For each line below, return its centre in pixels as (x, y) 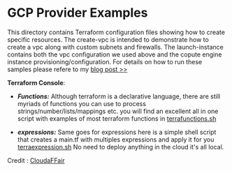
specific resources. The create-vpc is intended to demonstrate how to (108, 39)
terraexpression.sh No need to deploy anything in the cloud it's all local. (121, 147)
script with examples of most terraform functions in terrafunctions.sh (117, 118)
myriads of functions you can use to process (82, 103)
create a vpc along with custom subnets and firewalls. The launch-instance (115, 47)
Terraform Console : (36, 82)
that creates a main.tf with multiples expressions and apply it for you (116, 139)
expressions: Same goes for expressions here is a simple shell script (117, 132)
